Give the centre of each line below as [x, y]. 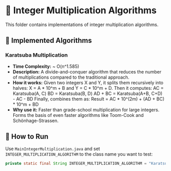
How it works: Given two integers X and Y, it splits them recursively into [88, 82]
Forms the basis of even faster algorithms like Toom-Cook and [78, 115]
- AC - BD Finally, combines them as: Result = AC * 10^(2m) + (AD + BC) [88, 99]
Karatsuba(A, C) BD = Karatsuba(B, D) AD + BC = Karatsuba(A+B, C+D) [88, 93]
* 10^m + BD [26, 104]
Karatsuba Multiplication [36, 55]
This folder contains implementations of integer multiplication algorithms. [82, 25]
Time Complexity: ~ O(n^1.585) [46, 66]
